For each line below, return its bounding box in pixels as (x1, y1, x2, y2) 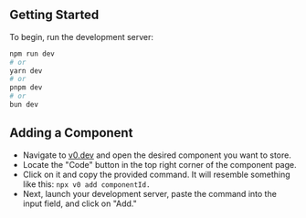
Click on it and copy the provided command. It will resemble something (22, 169, 290, 180)
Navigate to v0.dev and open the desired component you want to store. (22, 150, 292, 161)
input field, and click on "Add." (22, 198, 137, 209)
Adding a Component (9, 125, 133, 140)
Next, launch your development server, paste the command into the (22, 188, 277, 199)
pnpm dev (9, 83, 43, 92)
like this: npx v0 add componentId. (22, 178, 151, 190)
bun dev (9, 100, 39, 109)
